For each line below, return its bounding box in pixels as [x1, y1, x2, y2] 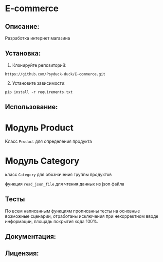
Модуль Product [5, 122, 74, 133]
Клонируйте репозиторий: [12, 62, 67, 68]
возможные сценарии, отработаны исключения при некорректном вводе [5, 213, 159, 219]
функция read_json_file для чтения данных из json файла [5, 181, 125, 187]
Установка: [5, 49, 41, 57]
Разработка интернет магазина [5, 35, 71, 41]
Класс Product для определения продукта [5, 138, 92, 144]
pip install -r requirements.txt [5, 90, 73, 94]
